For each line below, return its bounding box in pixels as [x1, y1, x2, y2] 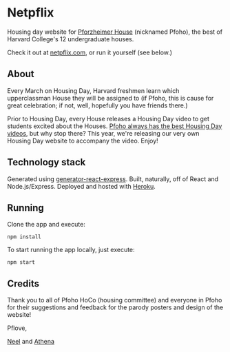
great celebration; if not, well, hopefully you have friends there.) [7, 101, 188, 110]
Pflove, [7, 324, 28, 332]
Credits [7, 278, 40, 289]
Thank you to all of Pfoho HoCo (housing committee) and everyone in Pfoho [7, 296, 222, 304]
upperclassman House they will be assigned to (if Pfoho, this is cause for [7, 94, 214, 102]
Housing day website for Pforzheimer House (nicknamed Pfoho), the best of [7, 28, 222, 36]
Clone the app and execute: [7, 220, 86, 229]
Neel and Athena [7, 338, 55, 346]
